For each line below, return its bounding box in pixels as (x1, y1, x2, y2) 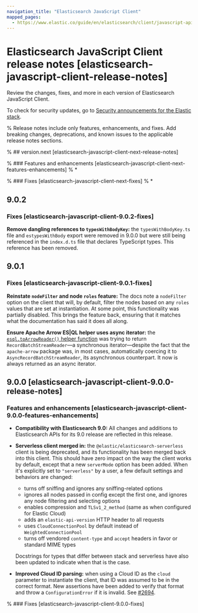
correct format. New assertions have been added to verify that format (15, 583, 184, 590)
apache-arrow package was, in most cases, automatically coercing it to (6, 348, 177, 355)
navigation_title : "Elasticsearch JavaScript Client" (6, 8, 142, 15)
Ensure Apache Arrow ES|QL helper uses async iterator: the (6, 329, 156, 336)
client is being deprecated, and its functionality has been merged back (15, 448, 186, 456)
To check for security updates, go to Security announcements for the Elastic (6, 107, 192, 114)
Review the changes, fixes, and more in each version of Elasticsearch (6, 89, 175, 96)
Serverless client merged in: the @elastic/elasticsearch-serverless (15, 442, 184, 449)
